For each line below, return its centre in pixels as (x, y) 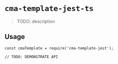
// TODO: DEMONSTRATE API (31, 57)
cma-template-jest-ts (49, 9)
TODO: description (36, 21)
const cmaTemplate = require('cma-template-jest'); (59, 48)
